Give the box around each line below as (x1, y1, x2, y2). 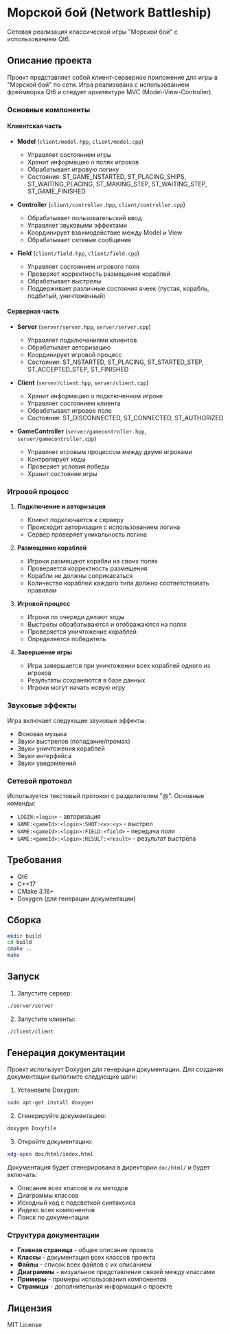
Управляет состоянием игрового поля (27, 262, 139, 270)
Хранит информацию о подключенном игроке (27, 392, 163, 400)
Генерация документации (7, 1047, 126, 1059)
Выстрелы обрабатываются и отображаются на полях (27, 621, 187, 629)
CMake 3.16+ (16, 887, 54, 895)
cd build (7, 939, 32, 946)
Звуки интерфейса (16, 751, 72, 760)
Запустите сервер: (16, 989, 72, 997)
